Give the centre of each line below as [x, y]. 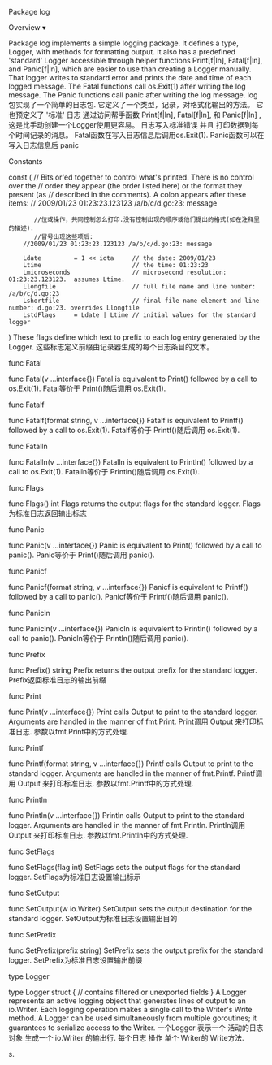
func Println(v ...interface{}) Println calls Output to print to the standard [127, 815]
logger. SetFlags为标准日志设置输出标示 [75, 877]
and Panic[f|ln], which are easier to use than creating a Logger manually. [130, 69]
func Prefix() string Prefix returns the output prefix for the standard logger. [133, 670]
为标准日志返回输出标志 [47, 513]
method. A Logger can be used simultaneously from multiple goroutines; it [133, 1018]
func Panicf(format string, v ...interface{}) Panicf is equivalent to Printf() [129, 587]
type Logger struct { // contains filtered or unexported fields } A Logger [127, 992]
